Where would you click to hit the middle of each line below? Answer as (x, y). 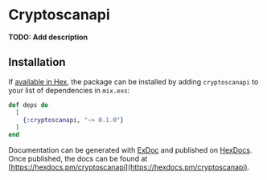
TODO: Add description (48, 37)
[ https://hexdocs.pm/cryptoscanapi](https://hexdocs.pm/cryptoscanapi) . (129, 167)
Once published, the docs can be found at (78, 159)
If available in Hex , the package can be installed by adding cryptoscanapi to (133, 81)
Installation (37, 62)
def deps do (28, 105)
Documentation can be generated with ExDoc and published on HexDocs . (130, 150)
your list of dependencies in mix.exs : (69, 90)
